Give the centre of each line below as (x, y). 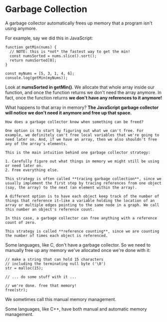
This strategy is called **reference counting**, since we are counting (82, 231)
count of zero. (21, 222)
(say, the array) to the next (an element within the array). (71, 187)
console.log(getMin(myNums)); (37, 78)
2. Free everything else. (32, 170)
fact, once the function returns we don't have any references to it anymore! (84, 97)
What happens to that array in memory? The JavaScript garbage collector (82, 107)
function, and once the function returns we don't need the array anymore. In (83, 92)
